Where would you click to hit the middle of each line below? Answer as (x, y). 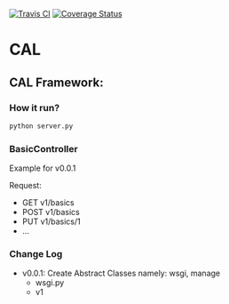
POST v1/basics (51, 212)
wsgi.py (50, 283)
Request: (25, 186)
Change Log (36, 253)
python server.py (41, 126)
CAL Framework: (56, 82)
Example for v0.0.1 (43, 168)
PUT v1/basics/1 (51, 221)
